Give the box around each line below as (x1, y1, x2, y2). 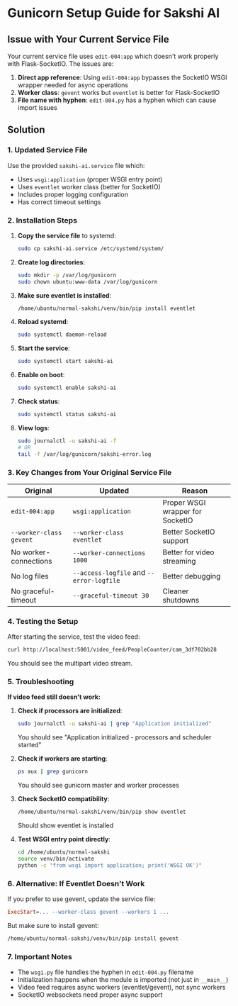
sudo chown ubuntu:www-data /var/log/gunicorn (17, 278, 158, 285)
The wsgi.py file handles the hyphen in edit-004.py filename (17, 968, 194, 976)
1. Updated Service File (7, 145, 88, 155)
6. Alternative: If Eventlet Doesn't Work (7, 878, 145, 888)
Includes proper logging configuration (17, 190, 129, 199)
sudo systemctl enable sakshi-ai (17, 384, 117, 391)
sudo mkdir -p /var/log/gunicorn (17, 272, 117, 279)
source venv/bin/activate (17, 855, 94, 862)
